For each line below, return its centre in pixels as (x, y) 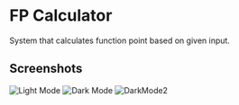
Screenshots (46, 69)
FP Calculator (61, 16)
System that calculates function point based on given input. (119, 40)
